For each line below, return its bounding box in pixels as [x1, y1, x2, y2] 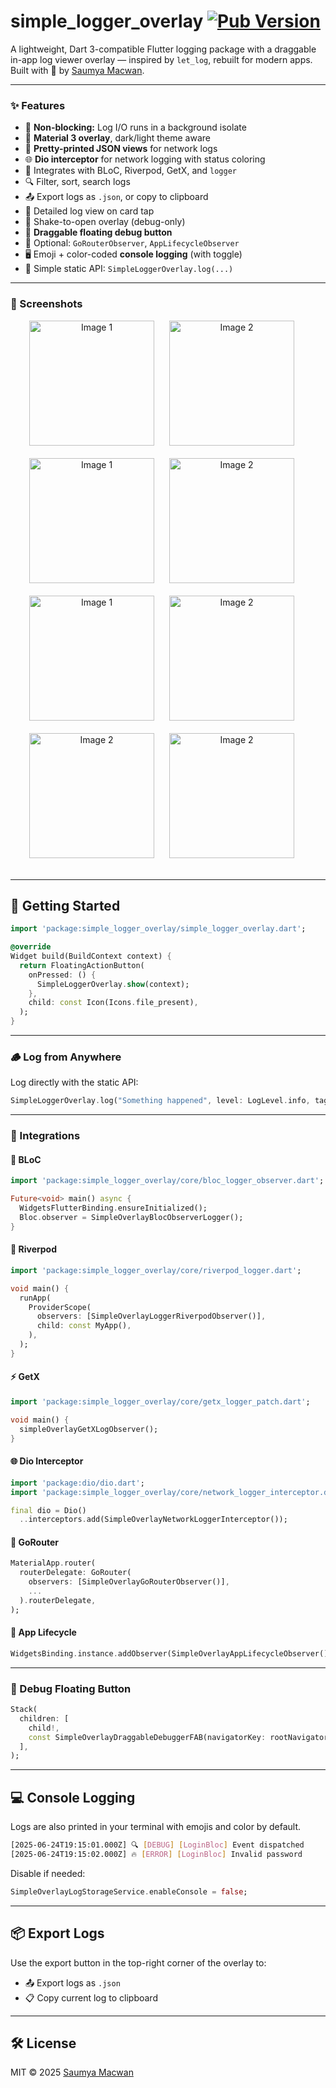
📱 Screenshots [10, 297, 83, 311]
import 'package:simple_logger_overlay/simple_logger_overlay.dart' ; [10, 924, 307, 934]
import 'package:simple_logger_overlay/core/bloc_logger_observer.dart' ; [10, 1176, 325, 1186]
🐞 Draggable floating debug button [24, 226, 173, 239]
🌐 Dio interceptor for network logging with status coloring [24, 153, 266, 165]
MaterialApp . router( [10, 1558, 97, 1569]
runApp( [19, 1293, 52, 1303]
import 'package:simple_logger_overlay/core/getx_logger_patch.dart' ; [10, 1397, 311, 1407]
